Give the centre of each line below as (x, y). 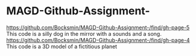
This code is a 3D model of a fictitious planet (62, 46)
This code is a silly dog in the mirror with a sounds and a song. (84, 33)
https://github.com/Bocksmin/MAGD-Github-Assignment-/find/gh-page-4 (98, 40)
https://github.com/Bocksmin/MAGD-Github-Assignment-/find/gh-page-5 (98, 27)
